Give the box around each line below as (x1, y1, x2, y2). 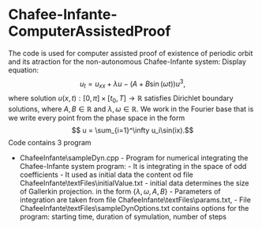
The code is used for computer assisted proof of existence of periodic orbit (8, 48, 253, 58)
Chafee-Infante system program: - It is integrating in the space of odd (19, 162, 247, 171)
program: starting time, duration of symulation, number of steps (19, 212, 227, 222)
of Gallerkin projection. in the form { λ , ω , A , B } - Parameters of (19, 187, 221, 197)
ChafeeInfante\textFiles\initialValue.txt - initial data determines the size (19, 178, 250, 188)
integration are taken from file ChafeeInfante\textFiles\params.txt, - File (19, 195, 251, 205)
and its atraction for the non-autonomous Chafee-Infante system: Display (8, 57, 246, 66)
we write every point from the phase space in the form (8, 113, 185, 123)
